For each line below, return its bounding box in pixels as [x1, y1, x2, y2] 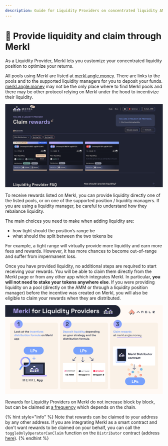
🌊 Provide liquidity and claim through [5, 30, 161, 42]
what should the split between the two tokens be [12, 233, 113, 239]
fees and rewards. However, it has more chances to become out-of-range [5, 248, 157, 254]
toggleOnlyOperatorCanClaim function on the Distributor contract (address [5, 430, 160, 436]
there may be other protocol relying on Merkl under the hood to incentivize [5, 88, 159, 95]
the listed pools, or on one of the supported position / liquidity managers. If [5, 197, 160, 203]
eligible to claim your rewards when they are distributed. [5, 295, 121, 301]
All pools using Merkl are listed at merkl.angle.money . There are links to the [5, 73, 160, 79]
